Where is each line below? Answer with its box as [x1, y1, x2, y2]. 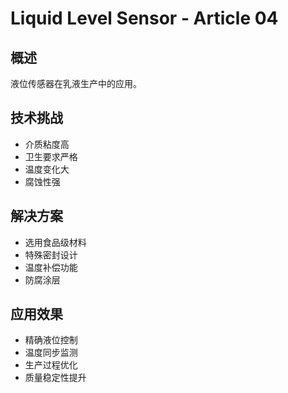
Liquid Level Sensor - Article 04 [10, 7, 279, 30]
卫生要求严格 [24, 150, 78, 162]
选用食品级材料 [24, 236, 87, 248]
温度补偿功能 [24, 261, 78, 273]
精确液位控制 [24, 334, 78, 346]
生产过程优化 [24, 359, 78, 371]
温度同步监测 [24, 347, 78, 359]
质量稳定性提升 [24, 372, 87, 384]
